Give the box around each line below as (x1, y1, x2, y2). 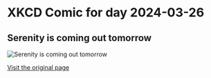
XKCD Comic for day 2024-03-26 (7, 5, 205, 21)
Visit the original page (7, 64, 70, 71)
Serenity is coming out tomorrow (7, 32, 152, 44)
